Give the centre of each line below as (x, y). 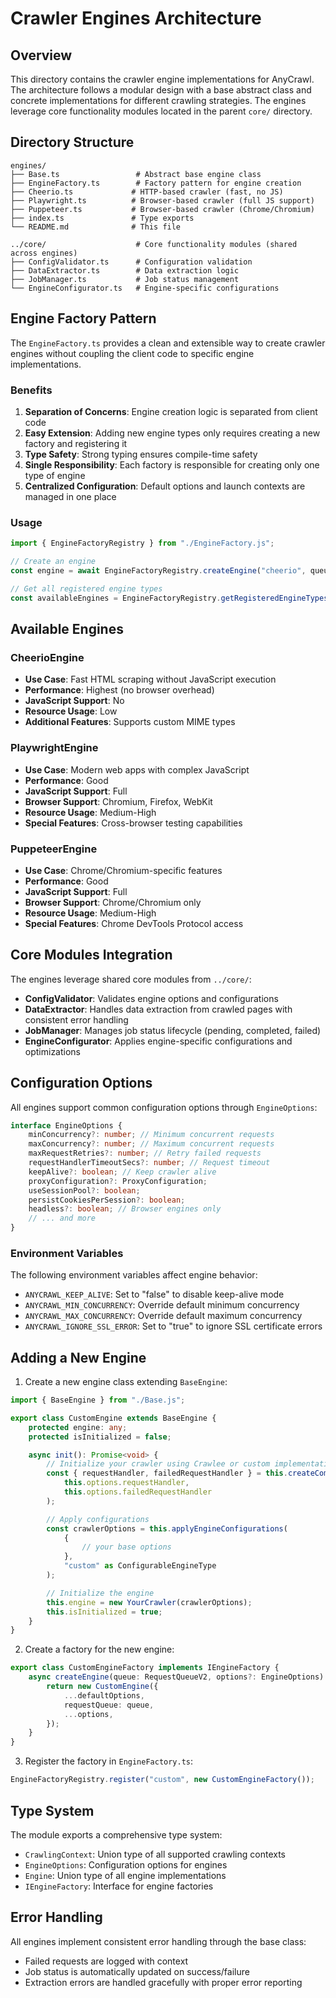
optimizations (53, 1051)
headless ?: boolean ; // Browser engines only (125, 1209)
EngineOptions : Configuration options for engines (126, 1864)
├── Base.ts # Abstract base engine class (136, 174)
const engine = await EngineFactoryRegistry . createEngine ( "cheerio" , (158, 570)
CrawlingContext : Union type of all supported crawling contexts (155, 1854)
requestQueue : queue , (109, 1705)
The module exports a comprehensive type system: (116, 1834)
